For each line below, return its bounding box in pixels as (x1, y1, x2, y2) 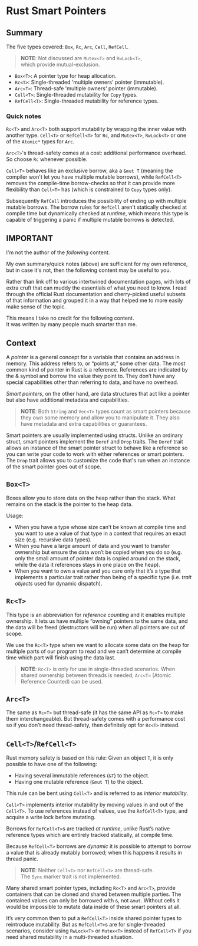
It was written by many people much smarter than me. (6, 321, 137, 328)
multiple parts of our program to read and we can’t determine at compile (6, 648, 181, 655)
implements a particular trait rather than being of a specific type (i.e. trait (14, 573, 192, 580)
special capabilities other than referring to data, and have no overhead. (6, 379, 179, 386)
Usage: (6, 512, 24, 519)
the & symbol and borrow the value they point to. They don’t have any (6, 372, 176, 379)
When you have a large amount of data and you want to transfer (14, 542, 170, 549)
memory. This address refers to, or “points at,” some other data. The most (6, 360, 186, 367)
